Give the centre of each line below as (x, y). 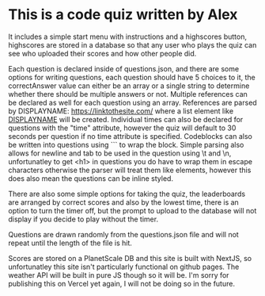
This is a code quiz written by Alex (123, 15)
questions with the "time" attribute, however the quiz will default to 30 (122, 128)
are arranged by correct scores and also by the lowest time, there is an (123, 202)
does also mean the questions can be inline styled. (91, 178)
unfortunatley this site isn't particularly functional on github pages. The (124, 267)
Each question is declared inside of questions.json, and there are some (124, 68)
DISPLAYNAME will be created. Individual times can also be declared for (126, 119)
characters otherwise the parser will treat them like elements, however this (130, 170)
